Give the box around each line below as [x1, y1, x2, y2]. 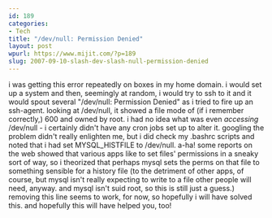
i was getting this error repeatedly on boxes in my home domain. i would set [8, 79, 262, 89]
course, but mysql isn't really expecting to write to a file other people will [8, 174, 252, 184]
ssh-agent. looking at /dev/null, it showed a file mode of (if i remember [8, 105, 244, 115]
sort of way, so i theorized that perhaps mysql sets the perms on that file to [8, 157, 260, 167]
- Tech [8, 27, 31, 35]
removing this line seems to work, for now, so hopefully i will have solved [8, 192, 253, 202]
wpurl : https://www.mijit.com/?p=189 [8, 50, 136, 58]
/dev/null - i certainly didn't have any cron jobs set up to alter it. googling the [8, 123, 265, 133]
